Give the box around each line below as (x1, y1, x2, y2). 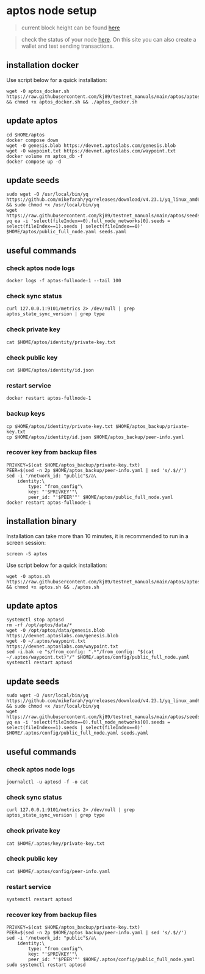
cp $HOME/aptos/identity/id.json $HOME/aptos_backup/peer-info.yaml (6, 434, 184, 440)
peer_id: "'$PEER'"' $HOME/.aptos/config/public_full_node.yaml (28, 956, 195, 963)
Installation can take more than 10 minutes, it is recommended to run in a (6, 532, 189, 539)
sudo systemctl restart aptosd (6, 962, 86, 968)
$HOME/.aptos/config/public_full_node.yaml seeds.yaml (6, 730, 149, 736)
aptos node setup (6, 4, 97, 18)
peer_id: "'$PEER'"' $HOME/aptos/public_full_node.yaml (28, 494, 173, 500)
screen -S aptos (6, 550, 48, 557)
